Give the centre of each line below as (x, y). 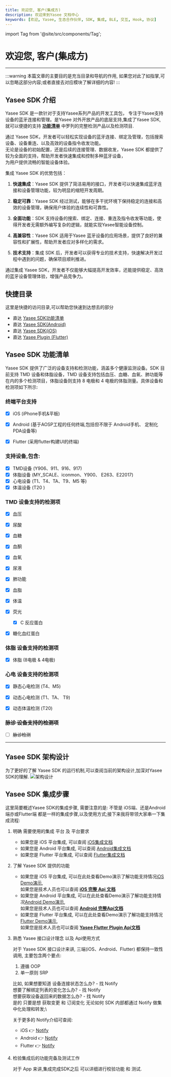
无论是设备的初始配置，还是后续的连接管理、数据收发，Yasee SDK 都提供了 (84, 150)
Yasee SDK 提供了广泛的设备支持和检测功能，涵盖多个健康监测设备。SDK (82, 368)
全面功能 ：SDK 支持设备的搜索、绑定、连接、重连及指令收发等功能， (85, 218)
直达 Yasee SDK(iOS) (35, 331)
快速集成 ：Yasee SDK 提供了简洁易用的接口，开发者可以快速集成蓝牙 (85, 184)
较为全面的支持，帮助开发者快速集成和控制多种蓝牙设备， (65, 156)
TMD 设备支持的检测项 (33, 502)
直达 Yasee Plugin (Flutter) (40, 337)
